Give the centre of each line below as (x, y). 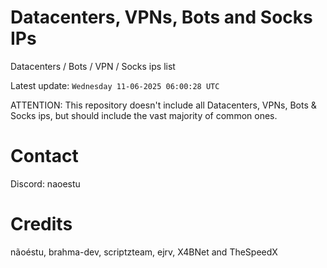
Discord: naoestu (45, 183)
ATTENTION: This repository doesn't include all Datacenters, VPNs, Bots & (163, 105)
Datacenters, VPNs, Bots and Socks (161, 17)
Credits (41, 224)
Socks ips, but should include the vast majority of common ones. (144, 115)
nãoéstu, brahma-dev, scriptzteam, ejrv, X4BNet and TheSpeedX (144, 252)
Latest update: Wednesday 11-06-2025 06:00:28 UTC (115, 85)
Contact (44, 156)
